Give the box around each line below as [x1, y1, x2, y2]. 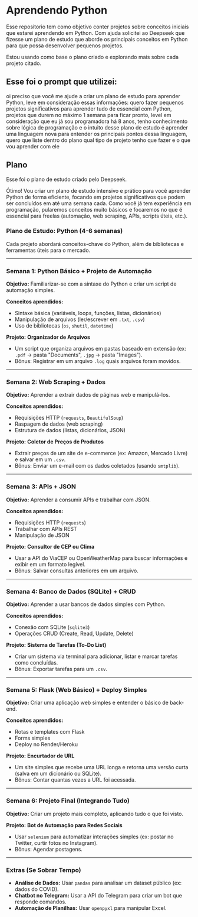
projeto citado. [6, 60, 42, 67]
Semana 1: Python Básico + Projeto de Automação [6, 267, 152, 275]
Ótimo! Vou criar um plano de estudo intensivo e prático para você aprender [6, 187, 191, 194]
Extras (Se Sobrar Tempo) [6, 866, 81, 874]
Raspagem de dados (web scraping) [14, 420, 103, 427]
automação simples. [6, 287, 55, 294]
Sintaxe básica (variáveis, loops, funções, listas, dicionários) [14, 310, 161, 317]
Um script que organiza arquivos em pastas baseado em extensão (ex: [14, 345, 187, 352]
